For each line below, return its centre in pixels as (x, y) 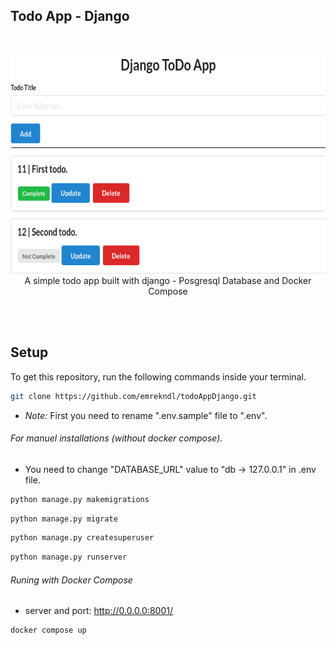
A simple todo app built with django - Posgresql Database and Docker (168, 280)
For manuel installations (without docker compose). (116, 438)
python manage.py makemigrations (80, 499)
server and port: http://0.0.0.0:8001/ (98, 611)
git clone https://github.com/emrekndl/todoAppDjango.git (133, 396)
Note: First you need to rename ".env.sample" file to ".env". (146, 415)
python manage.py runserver (69, 557)
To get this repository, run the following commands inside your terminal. (158, 376)
